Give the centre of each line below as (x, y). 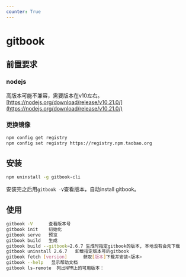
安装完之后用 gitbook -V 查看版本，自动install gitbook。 (73, 189)
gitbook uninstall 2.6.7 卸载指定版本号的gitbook (68, 251)
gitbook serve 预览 (32, 235)
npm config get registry (37, 137)
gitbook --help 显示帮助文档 (42, 263)
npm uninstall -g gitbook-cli (44, 177)
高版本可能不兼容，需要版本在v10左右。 (54, 95)
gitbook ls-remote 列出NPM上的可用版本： (55, 268)
